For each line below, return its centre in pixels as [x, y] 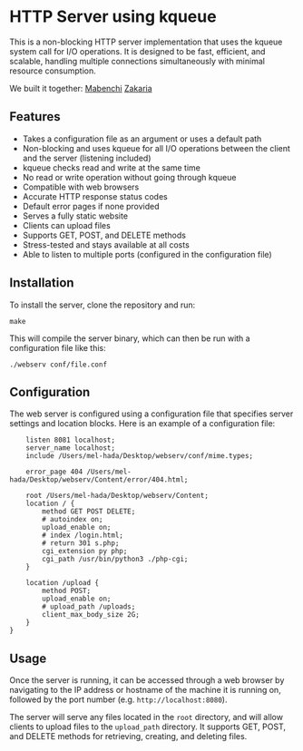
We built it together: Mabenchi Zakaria [81, 88]
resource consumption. [53, 71]
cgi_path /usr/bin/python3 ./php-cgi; [115, 560]
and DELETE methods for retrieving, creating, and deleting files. [128, 736]
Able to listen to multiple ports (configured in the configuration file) [147, 254]
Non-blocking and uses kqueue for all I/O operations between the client [156, 148]
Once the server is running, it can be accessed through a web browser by [147, 680]
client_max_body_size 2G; [91, 615]
